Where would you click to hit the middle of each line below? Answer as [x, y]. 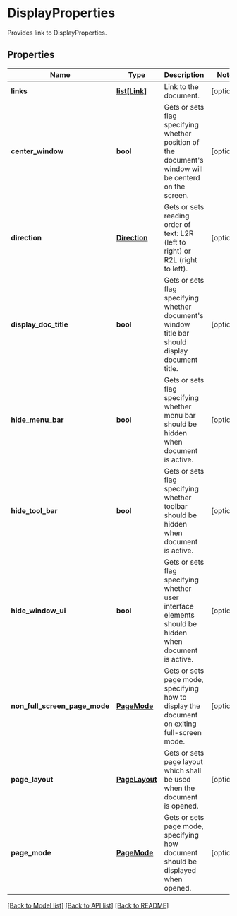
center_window [37, 151]
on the [175, 187]
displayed [180, 870]
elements [180, 615]
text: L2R [179, 233]
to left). [176, 269]
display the [182, 706]
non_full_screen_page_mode [60, 706]
